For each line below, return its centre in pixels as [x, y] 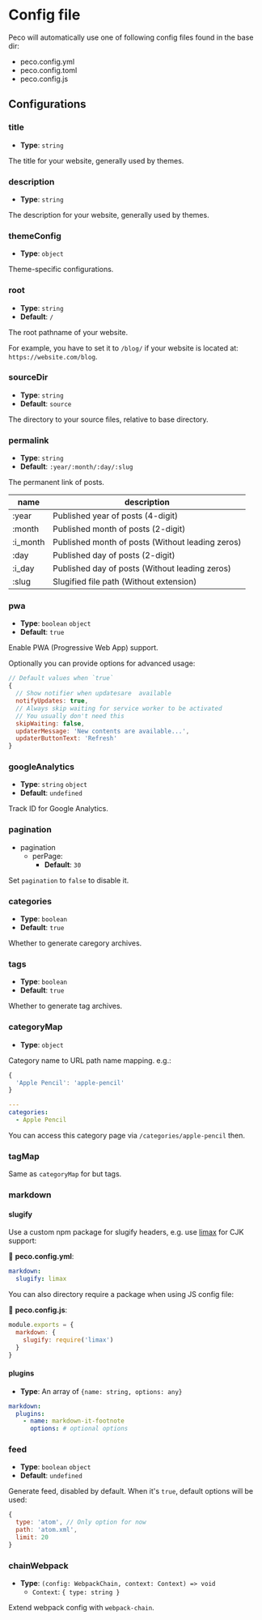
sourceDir [28, 377]
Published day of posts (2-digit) [114, 555]
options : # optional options [79, 1429]
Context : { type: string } [76, 1592]
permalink [29, 440]
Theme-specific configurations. [61, 270]
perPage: [47, 856]
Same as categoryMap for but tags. [65, 1174]
